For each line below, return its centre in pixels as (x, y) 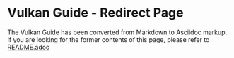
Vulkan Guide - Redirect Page (95, 13)
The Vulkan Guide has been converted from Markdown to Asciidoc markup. (117, 32)
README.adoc (29, 47)
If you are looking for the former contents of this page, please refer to (109, 39)
